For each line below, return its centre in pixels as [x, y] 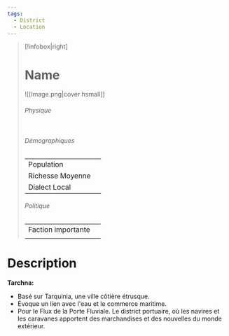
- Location [29, 27]
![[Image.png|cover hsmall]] [64, 94]
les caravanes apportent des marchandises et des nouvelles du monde [119, 318]
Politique [37, 206]
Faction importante [59, 230]
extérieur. [31, 325]
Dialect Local [49, 187]
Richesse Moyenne [59, 176]
